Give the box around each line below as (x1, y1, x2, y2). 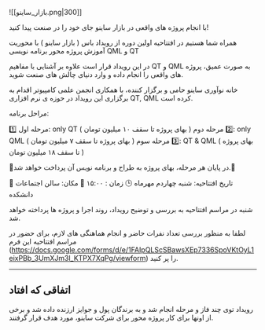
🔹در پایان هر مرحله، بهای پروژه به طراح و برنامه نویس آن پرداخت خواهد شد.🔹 (9, 163, 236, 172)
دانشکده (9, 189, 34, 199)
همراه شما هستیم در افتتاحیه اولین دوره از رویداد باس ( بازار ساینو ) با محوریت (9, 38, 237, 47)
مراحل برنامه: (9, 108, 50, 118)
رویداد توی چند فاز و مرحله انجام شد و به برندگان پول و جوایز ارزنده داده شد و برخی (9, 304, 254, 313)
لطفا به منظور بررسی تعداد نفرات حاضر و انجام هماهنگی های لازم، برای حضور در (9, 229, 246, 237)
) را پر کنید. (145, 254, 179, 262)
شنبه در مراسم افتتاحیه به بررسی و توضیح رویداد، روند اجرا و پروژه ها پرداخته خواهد (9, 205, 253, 214)
